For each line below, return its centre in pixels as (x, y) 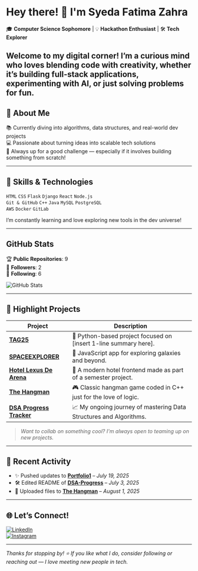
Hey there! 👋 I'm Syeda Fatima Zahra (97, 12)
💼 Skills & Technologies (49, 182)
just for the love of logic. (106, 397)
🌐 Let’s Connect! (38, 515)
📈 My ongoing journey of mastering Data (129, 407)
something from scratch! (36, 158)
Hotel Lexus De (31, 370)
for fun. (20, 93)
